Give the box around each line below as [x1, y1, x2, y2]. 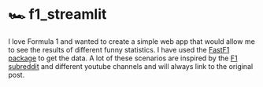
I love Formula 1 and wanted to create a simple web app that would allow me [8, 36, 256, 46]
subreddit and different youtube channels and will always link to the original [8, 61, 254, 71]
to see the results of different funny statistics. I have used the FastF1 [8, 45, 230, 54]
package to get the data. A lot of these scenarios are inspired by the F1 [8, 53, 238, 63]
